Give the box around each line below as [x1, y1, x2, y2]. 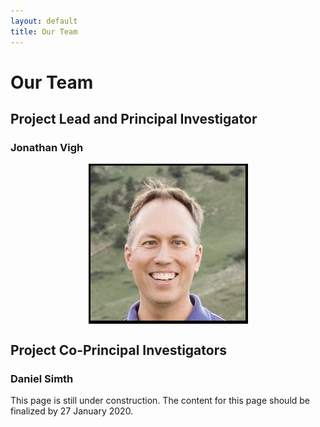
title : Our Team [10, 26, 78, 37]
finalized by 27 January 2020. [10, 405, 134, 417]
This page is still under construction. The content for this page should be [10, 395, 311, 407]
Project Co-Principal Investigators [10, 341, 227, 359]
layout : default [10, 16, 78, 26]
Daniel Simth [10, 371, 74, 385]
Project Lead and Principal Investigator [10, 111, 258, 128]
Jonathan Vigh [10, 141, 84, 154]
